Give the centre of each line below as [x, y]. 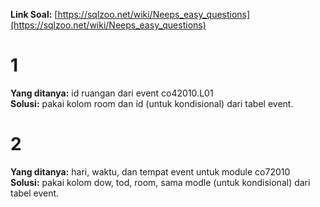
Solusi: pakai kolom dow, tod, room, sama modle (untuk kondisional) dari [160, 182]
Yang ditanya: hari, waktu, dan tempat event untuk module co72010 [150, 171]
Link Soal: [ [34, 14]
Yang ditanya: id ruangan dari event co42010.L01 [112, 93]
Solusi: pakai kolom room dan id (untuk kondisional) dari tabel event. [152, 103]
